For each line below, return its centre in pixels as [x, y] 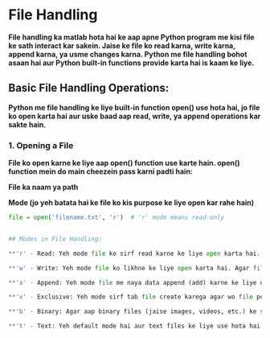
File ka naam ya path [43, 188]
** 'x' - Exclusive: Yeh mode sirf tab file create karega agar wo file [131, 297]
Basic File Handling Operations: [89, 88]
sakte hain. [27, 124]
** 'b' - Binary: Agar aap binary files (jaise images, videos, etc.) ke [133, 311]
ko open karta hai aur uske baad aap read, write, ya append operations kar [135, 116]
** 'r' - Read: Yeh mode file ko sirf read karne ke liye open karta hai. [135, 253]
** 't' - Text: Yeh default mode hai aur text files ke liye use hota [127, 326]
